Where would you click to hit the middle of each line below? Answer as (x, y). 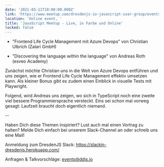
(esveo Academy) (30, 61)
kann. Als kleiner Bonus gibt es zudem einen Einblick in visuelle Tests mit (78, 81)
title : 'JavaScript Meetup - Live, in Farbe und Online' (64, 23)
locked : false (20, 28)
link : (10, 14)
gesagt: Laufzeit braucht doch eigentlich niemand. (56, 106)
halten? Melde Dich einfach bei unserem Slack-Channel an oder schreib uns (81, 130)
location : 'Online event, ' (34, 19)
